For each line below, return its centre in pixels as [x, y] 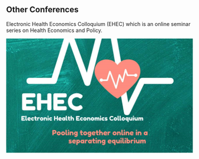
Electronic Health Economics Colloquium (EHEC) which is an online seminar [98, 24]
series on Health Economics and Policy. [54, 30]
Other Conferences [42, 10]
